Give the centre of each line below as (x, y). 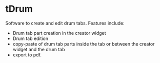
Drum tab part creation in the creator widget (59, 33)
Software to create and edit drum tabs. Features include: (65, 23)
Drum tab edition (31, 38)
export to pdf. (27, 55)
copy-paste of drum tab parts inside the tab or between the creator (84, 44)
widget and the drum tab (39, 49)
